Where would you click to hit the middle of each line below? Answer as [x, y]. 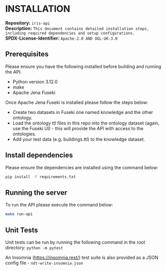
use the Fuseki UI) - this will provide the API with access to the [78, 128]
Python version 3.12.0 [35, 81]
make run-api [19, 214]
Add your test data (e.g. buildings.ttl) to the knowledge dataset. [79, 139]
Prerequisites [27, 54]
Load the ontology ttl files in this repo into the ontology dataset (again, [86, 123]
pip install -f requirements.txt [41, 177]
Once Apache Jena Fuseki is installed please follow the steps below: [77, 102]
